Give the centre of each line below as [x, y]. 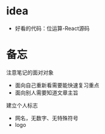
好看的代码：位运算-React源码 [52, 28]
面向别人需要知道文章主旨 [46, 92]
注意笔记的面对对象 [30, 72]
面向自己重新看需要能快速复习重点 [57, 85]
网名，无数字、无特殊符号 [46, 118]
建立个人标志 [22, 105]
